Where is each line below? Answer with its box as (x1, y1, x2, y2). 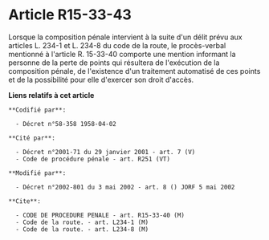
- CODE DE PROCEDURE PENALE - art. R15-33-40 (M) (15, 211, 185, 219)
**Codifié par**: (8, 106, 67, 114)
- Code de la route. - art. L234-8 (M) (15, 225, 149, 234)
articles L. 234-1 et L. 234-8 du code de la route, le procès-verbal (8, 40, 226, 50)
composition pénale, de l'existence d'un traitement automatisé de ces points (8, 66, 261, 75)
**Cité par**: (8, 134, 56, 142)
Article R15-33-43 (8, 6, 132, 24)
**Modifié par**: (8, 169, 67, 177)
